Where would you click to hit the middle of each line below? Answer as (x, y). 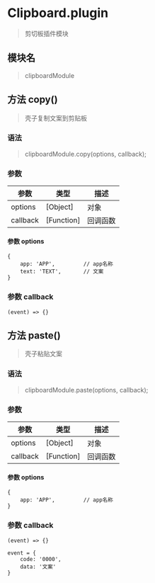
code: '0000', (41, 559)
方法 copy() (33, 100)
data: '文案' (38, 567)
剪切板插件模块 (46, 33)
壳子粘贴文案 (43, 354)
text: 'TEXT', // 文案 (62, 272)
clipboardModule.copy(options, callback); (86, 154)
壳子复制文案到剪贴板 (56, 118)
